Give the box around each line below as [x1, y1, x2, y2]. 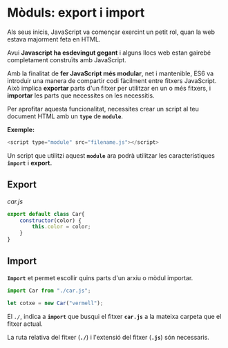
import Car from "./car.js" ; [7, 287, 91, 294]
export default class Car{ [7, 210, 85, 217]
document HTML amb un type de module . [7, 112, 123, 120]
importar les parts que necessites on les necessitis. [7, 91, 155, 100]
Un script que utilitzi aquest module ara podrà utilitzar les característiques [7, 151, 216, 160]
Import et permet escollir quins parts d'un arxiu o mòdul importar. [7, 273, 193, 282]
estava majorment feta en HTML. [7, 35, 101, 43]
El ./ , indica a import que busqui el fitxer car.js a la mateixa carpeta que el [7, 312, 222, 320]
